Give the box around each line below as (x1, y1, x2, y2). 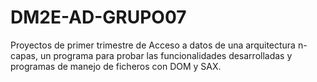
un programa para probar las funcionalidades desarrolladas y (39, 49, 293, 61)
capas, (10, 49, 38, 61)
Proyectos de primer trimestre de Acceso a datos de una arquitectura (10, 39, 296, 51)
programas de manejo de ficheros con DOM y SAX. (10, 60, 222, 72)
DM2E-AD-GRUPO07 (10, 6, 187, 29)
